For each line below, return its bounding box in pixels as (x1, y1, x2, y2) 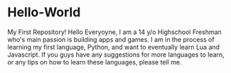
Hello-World (7, 4, 81, 21)
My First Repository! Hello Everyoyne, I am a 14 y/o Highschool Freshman (7, 28, 222, 36)
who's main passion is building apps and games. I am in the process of (7, 35, 215, 43)
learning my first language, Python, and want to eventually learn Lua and (7, 43, 220, 51)
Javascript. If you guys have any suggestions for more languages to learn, (7, 50, 225, 59)
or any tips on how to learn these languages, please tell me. (7, 57, 182, 66)
